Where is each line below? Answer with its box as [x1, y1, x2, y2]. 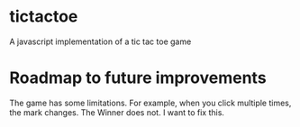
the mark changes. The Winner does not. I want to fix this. [9, 106, 225, 118]
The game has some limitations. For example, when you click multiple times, [9, 97, 292, 108]
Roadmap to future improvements [9, 68, 268, 88]
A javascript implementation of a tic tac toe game [9, 36, 192, 47]
